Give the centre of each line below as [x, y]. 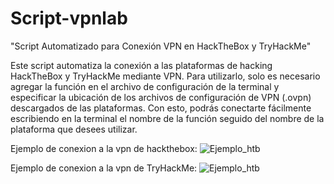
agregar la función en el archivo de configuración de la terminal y [145, 86]
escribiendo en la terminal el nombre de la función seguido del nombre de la [167, 118]
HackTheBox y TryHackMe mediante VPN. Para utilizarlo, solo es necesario [165, 76]
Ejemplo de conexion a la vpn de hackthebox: [104, 148]
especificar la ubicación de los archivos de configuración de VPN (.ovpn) [161, 97]
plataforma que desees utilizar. [74, 129]
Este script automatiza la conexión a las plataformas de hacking [141, 65]
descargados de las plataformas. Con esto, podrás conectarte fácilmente [161, 108]
